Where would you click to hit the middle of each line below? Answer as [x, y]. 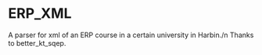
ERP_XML [40, 14]
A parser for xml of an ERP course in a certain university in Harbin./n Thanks [131, 35]
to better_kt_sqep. [37, 43]
